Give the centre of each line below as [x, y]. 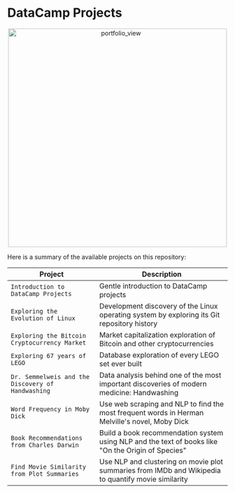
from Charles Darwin [45, 445]
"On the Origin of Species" [143, 450]
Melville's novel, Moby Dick [144, 421]
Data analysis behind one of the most [160, 375]
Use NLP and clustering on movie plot [161, 462]
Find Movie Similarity [48, 467]
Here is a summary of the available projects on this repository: [97, 257]
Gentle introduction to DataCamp [153, 286]
